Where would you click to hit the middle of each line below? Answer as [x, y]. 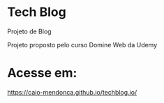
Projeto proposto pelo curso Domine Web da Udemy [82, 45]
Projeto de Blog [29, 31]
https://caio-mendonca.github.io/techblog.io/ [72, 92]
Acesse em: [42, 73]
